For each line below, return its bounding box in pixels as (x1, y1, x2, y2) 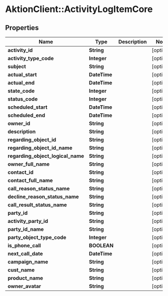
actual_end (7, 79, 35, 86)
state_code (7, 88, 35, 94)
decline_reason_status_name (7, 193, 79, 200)
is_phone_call (7, 242, 41, 249)
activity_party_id (7, 218, 48, 224)
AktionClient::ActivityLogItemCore (5, 4, 153, 15)
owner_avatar (7, 283, 41, 289)
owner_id (7, 120, 30, 127)
